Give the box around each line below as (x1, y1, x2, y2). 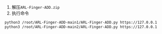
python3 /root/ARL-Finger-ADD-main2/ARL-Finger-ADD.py (4, 24, 118, 29)
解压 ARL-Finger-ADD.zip (11, 4, 60, 10)
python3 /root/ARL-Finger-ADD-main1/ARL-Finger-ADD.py (4, 20, 118, 25)
